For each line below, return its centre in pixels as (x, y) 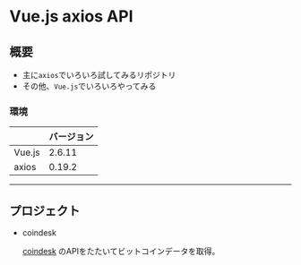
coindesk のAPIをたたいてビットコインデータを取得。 (121, 252)
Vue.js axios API (71, 17)
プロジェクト (45, 211)
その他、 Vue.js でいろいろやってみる (89, 86)
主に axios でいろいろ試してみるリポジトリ (99, 75)
